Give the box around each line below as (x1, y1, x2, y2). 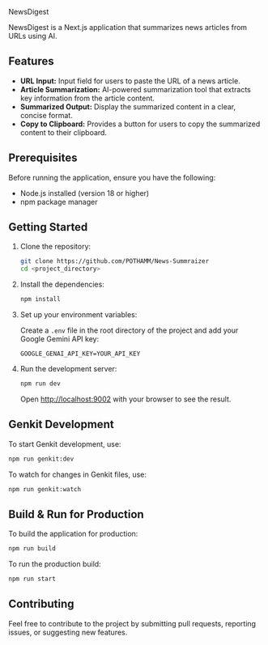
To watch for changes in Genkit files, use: (8, 469, 147, 479)
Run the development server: (19, 364, 117, 374)
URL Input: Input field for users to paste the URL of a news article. (19, 76, 240, 86)
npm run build (8, 545, 57, 553)
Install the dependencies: (19, 279, 105, 290)
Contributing (8, 597, 74, 611)
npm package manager (19, 197, 98, 206)
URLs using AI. (8, 32, 57, 40)
